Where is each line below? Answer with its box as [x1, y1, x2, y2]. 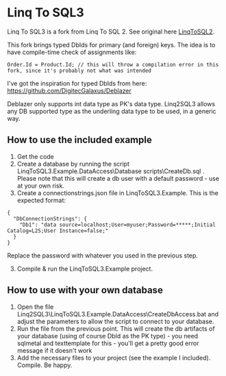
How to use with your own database [7, 284, 163, 296]
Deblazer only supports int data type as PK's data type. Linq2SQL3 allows [7, 99, 216, 108]
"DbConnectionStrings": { [13, 215, 88, 222]
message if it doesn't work [16, 346, 92, 354]
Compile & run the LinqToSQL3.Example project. [16, 264, 153, 273]
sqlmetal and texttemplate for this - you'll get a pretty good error [16, 339, 199, 347]
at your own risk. [16, 181, 65, 190]
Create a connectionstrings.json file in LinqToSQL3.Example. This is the [16, 188, 219, 197]
